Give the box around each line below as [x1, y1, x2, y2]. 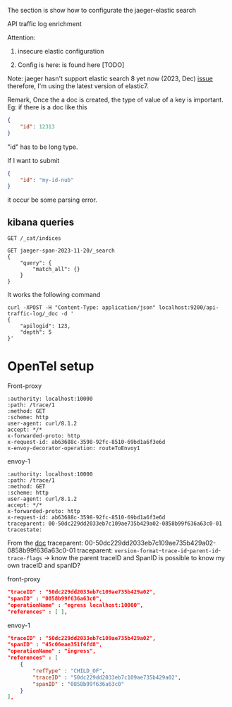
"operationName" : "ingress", [7, 648, 97, 655]
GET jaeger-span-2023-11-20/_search [7, 247, 115, 255]
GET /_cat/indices [7, 235, 61, 242]
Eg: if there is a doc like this [7, 103, 87, 111]
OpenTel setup [7, 358, 94, 375]
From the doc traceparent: [7, 539, 83, 547]
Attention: [7, 33, 36, 42]
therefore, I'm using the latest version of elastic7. [7, 82, 149, 90]
